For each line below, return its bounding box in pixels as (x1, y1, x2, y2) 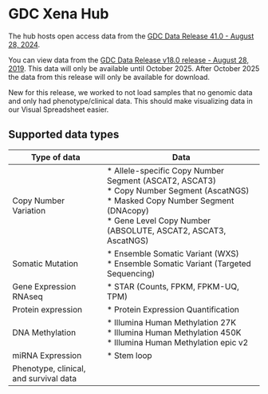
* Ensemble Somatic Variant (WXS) (106, 248, 239, 259)
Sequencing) (106, 268, 156, 279)
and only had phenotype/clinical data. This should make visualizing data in (8, 96, 253, 105)
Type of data (30, 151, 81, 162)
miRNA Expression (12, 349, 82, 360)
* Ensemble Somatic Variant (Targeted (106, 257, 251, 269)
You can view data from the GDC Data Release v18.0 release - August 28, (8, 55, 250, 65)
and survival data (12, 372, 77, 384)
